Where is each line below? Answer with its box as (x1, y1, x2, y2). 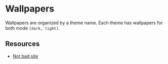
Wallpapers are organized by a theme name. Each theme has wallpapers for (5, 20, 163, 26)
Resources (5, 40, 40, 48)
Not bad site (12, 53, 38, 59)
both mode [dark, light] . (5, 25, 60, 31)
